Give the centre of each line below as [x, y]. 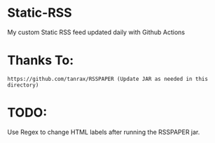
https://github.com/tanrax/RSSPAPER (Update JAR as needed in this [108, 79]
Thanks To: [41, 60]
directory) [23, 85]
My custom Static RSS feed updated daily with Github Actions [96, 32]
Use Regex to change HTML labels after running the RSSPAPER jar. [104, 132]
